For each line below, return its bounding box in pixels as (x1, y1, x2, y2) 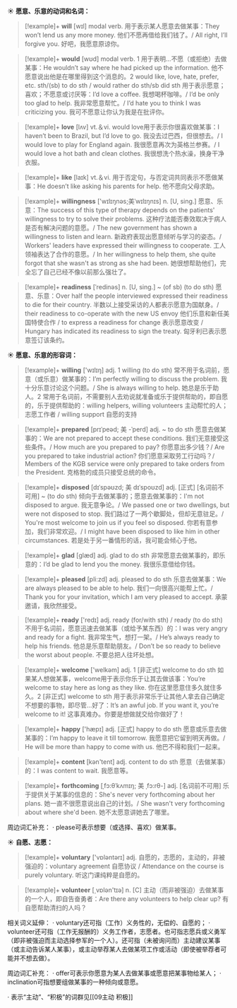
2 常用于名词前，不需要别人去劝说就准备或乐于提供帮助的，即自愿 (37, 393, 229, 400)
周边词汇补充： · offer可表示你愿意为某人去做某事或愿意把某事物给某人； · (7, 969, 222, 977)
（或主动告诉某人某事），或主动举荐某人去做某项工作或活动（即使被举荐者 (7, 945, 221, 954)
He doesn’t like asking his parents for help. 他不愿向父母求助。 (37, 182, 219, 190)
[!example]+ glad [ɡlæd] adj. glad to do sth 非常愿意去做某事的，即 (24, 551, 219, 560)
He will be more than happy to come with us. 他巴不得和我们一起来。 (24, 743, 224, 751)
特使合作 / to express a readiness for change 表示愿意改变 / (30, 318, 204, 326)
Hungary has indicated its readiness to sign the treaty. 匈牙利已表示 (24, 327, 221, 335)
